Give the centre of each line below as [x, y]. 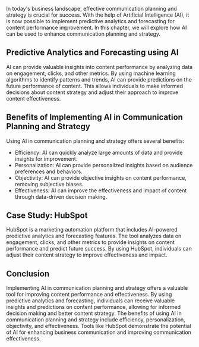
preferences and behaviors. [49, 171]
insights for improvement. [46, 159]
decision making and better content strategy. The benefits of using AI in [94, 313]
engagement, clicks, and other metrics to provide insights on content [91, 242]
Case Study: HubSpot [47, 216]
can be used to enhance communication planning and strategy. [83, 34]
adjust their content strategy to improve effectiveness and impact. [87, 255]
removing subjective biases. [49, 184]
